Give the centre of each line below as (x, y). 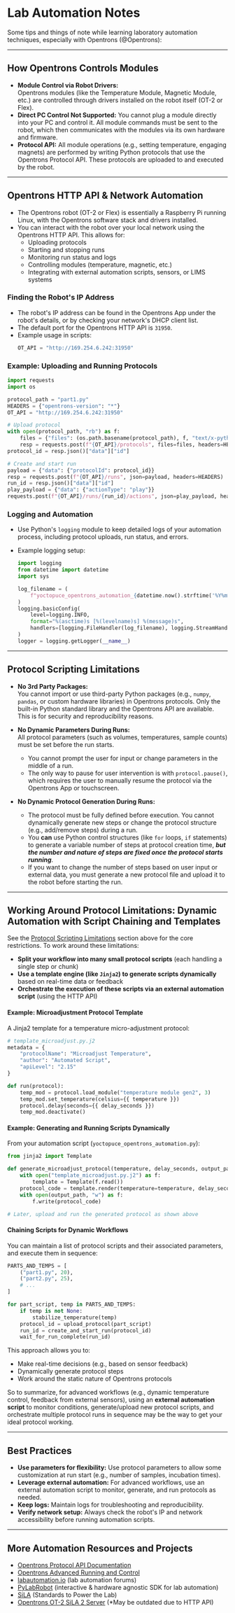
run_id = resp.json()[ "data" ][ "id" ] (60, 483)
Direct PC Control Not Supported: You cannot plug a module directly (117, 115)
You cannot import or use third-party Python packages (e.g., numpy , (114, 694)
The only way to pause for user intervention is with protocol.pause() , (128, 773)
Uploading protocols (57, 242)
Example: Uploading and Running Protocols (83, 365)
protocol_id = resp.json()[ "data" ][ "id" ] (69, 451)
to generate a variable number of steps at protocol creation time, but (127, 844)
